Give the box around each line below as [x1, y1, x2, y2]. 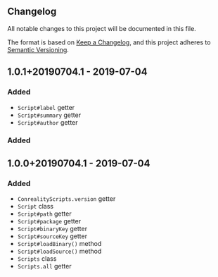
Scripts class [17, 254, 57, 263]
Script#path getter [17, 209, 72, 218]
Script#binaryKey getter [17, 225, 88, 233]
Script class [17, 202, 54, 211]
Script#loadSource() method [17, 247, 102, 256]
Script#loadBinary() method [17, 240, 102, 248]
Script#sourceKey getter [17, 232, 88, 240]
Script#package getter [17, 217, 82, 226]
